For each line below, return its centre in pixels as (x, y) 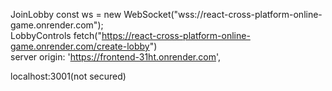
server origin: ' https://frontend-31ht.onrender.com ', (116, 57)
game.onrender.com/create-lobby (80, 46)
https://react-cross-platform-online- (176, 35)
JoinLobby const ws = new (66, 14)
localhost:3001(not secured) (68, 76)
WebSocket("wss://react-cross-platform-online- (223, 14)
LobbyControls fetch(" (56, 35)
